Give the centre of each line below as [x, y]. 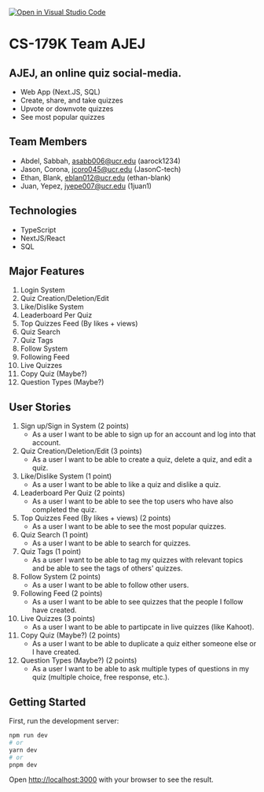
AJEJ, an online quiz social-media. [95, 73]
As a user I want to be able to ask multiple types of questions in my [141, 669]
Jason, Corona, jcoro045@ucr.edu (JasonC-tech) [101, 169]
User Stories [40, 407]
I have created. [56, 652]
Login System [42, 290]
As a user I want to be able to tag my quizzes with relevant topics [137, 560]
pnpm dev [23, 764]
